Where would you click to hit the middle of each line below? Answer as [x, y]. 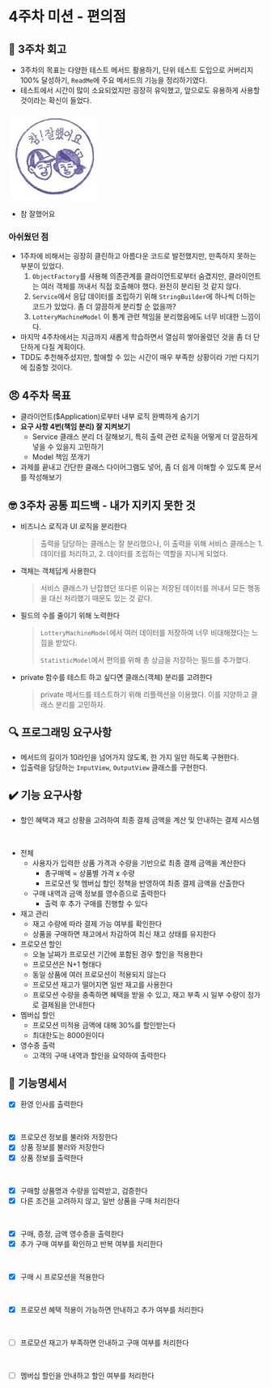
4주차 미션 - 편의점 [68, 17]
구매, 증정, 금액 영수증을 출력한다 [72, 1233]
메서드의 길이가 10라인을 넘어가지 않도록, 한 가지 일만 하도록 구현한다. [129, 757]
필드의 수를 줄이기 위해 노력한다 [70, 615]
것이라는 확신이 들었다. [56, 100]
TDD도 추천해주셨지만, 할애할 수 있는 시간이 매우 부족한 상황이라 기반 [129, 357]
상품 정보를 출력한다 [51, 1157]
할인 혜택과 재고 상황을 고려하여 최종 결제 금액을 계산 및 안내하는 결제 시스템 [140, 820]
